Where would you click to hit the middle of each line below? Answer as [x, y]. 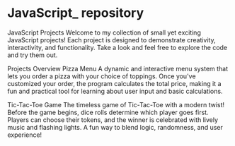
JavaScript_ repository [76, 13]
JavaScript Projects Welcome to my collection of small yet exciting [104, 32]
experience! [25, 135]
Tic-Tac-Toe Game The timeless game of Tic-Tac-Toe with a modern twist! [116, 104]
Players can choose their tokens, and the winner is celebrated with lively [113, 120]
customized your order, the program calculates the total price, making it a [114, 83]
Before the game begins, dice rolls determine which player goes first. [108, 112]
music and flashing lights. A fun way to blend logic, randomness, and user [115, 127]
